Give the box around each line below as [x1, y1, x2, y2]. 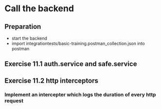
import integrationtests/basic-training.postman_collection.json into [11, 41, 145, 46]
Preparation [4, 22, 41, 31]
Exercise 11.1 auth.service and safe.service [4, 60, 137, 68]
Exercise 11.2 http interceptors [4, 76, 98, 85]
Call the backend [4, 3, 74, 14]
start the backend [11, 35, 47, 41]
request [4, 97, 24, 104]
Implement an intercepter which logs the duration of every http [4, 91, 156, 98]
